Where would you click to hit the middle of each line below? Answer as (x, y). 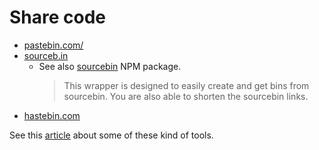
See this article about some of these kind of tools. (111, 135)
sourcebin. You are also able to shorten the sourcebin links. (186, 96)
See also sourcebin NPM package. (110, 66)
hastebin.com (52, 115)
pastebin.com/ (53, 45)
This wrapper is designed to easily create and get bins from (186, 85)
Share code (58, 17)
